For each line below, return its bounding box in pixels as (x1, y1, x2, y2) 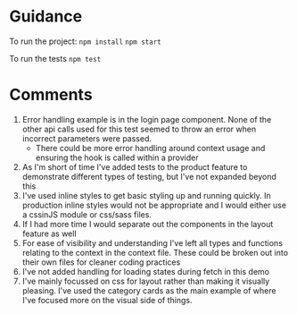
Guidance (9, 6, 83, 27)
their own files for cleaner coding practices (21, 257, 181, 267)
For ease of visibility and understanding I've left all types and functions (21, 237, 284, 248)
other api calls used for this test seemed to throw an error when (21, 123, 257, 134)
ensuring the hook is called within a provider (35, 152, 199, 163)
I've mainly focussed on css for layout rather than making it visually (21, 276, 270, 286)
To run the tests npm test (9, 53, 102, 64)
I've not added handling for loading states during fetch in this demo (21, 266, 270, 276)
